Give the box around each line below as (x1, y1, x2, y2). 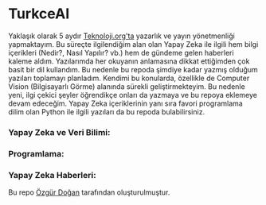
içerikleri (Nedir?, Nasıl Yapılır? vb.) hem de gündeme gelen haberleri (8, 48, 234, 57)
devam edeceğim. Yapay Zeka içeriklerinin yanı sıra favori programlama (8, 99, 243, 108)
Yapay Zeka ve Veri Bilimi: (8, 126, 111, 137)
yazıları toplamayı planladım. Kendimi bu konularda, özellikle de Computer (8, 73, 250, 83)
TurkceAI (8, 5, 70, 23)
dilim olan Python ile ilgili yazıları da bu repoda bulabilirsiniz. (8, 106, 205, 116)
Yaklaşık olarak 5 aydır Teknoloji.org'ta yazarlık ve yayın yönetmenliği (8, 31, 235, 41)
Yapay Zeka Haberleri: (8, 169, 97, 180)
